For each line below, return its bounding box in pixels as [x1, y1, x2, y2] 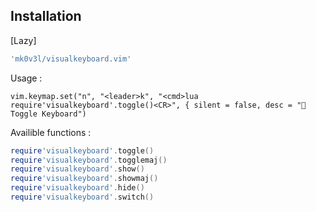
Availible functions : [10, 126, 92, 138]
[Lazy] [10, 34, 37, 46]
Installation [10, 8, 82, 25]
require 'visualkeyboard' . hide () [10, 183, 145, 193]
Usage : [10, 72, 43, 84]
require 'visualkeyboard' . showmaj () [10, 174, 159, 184]
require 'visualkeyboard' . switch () [10, 192, 155, 203]
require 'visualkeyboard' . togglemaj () [10, 155, 168, 165]
